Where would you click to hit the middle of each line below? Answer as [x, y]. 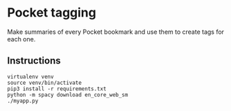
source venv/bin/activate [44, 83]
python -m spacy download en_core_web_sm [68, 94]
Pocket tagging [52, 13]
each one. [21, 39]
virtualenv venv [30, 77]
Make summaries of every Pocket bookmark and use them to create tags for [116, 32]
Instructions [34, 61]
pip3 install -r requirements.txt [57, 89]
